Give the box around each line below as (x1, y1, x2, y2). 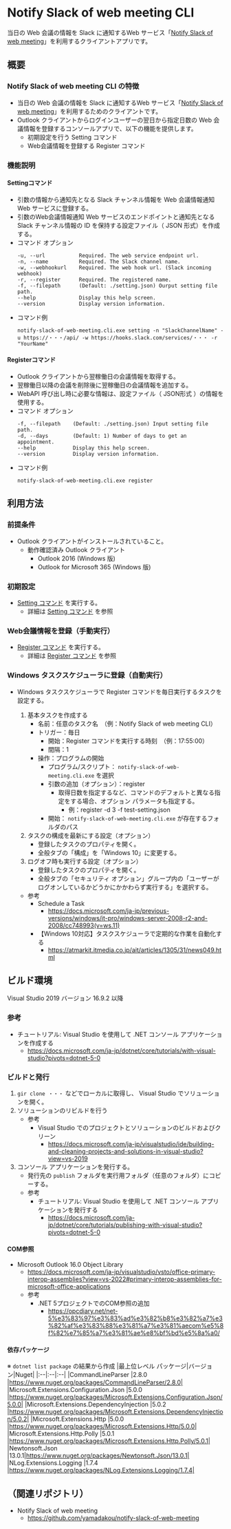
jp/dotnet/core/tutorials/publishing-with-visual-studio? (47, 1221, 203, 1229)
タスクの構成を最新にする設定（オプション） (27, 831, 155, 839)
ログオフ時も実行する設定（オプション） (27, 857, 142, 865)
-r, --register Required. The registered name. (16, 276, 172, 283)
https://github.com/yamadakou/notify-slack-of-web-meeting (27, 1514, 199, 1522)
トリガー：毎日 (37, 728, 80, 736)
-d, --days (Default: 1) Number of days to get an (16, 432, 187, 439)
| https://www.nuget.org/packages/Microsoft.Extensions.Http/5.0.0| (7, 1422, 197, 1431)
